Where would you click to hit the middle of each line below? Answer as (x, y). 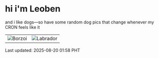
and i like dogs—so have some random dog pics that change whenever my (79, 22)
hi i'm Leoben (33, 9)
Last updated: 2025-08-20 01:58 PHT (43, 50)
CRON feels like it (23, 27)
